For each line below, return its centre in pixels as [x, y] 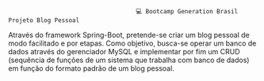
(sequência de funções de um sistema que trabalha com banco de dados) [129, 60]
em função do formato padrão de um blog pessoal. [91, 68]
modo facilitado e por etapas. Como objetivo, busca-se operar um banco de [132, 43]
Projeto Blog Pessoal [44, 20]
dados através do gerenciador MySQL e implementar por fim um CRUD [124, 52]
